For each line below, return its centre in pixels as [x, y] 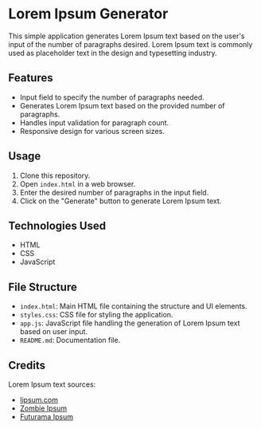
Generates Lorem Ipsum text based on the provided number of [122, 105]
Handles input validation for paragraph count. [94, 122]
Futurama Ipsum [47, 417]
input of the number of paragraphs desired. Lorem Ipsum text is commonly [130, 44]
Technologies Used [57, 225]
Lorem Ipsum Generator [88, 14]
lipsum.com [39, 400]
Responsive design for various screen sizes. [92, 131]
